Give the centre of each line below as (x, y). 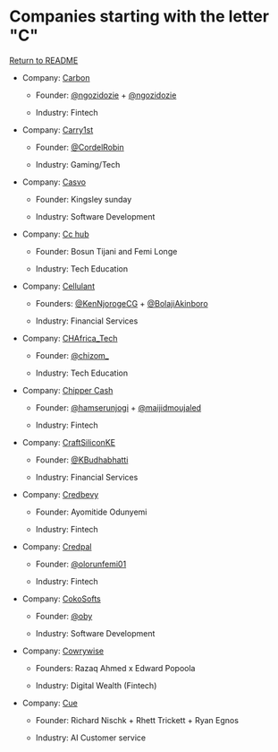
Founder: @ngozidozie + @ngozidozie (106, 95)
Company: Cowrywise (63, 651)
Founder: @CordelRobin (80, 147)
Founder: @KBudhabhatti (82, 460)
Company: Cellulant (59, 286)
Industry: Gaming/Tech (78, 164)
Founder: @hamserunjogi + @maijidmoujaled (118, 407)
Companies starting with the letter (139, 17)
